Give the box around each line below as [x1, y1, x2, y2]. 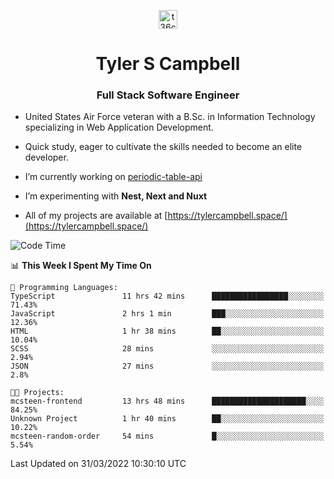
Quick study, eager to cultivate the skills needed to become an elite [24, 141, 303, 153]
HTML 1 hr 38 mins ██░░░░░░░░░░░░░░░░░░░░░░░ [10, 326, 325, 337]
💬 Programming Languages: [10, 283, 118, 293]
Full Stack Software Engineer [96, 88, 240, 102]
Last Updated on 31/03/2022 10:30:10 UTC [10, 458, 187, 470]
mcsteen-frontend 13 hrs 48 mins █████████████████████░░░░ [10, 396, 325, 407]
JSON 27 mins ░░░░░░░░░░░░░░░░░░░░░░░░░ [10, 361, 325, 372]
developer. [24, 151, 69, 164]
